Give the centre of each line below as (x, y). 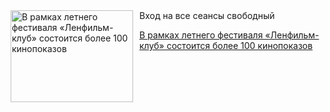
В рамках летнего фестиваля (201, 35)
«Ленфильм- (292, 35)
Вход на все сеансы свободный (207, 15)
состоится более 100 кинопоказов (240, 45)
